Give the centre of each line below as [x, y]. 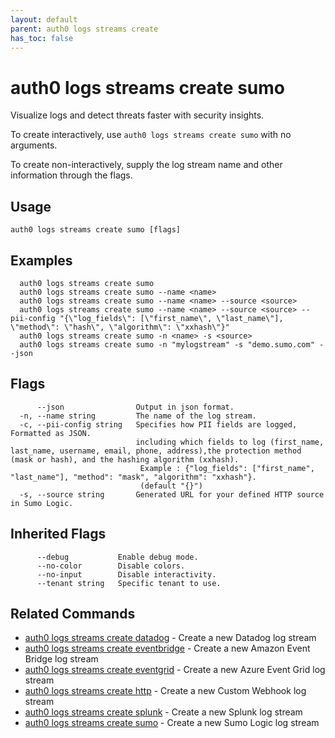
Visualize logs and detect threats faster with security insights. [137, 115]
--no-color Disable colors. [111, 566]
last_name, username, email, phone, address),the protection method [156, 451]
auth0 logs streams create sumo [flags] [96, 230]
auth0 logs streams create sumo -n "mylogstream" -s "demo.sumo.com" [167, 344]
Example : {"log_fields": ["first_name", [227, 468]
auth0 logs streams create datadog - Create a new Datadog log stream [170, 638]
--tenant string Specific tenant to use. [129, 583]
